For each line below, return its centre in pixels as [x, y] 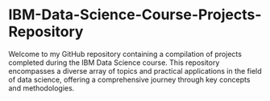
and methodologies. [42, 88]
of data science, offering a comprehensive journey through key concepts [129, 79]
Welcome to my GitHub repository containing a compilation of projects [125, 54]
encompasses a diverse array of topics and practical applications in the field [135, 71]
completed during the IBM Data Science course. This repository [114, 63]
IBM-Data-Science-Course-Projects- [135, 15]
